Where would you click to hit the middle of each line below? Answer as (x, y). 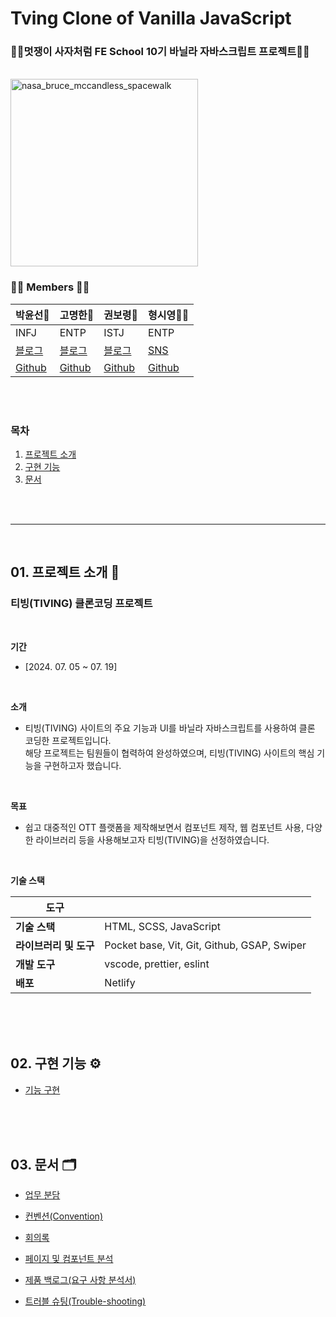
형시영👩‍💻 (169, 315)
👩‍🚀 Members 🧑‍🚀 (50, 287)
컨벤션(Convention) (64, 1216)
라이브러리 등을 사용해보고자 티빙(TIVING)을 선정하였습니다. (152, 839)
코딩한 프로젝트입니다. (68, 740)
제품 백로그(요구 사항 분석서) (80, 1280)
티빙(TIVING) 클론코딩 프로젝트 (81, 604)
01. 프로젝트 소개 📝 (65, 572)
